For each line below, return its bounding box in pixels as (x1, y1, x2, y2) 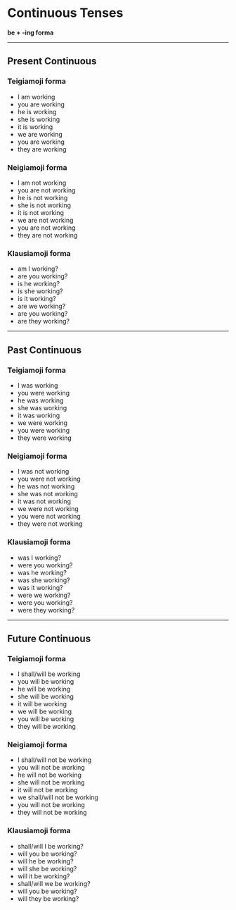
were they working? (17, 605, 75, 614)
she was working (17, 403, 67, 412)
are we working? (17, 302, 66, 311)
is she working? (17, 287, 63, 295)
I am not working (17, 178, 67, 187)
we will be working (17, 707, 72, 716)
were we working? (17, 591, 71, 599)
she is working (17, 115, 60, 123)
